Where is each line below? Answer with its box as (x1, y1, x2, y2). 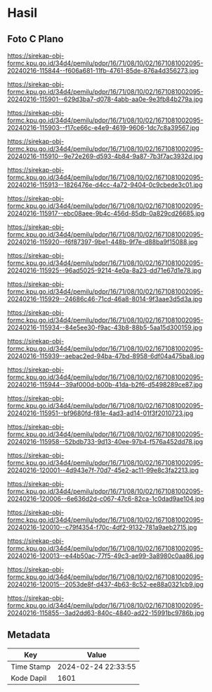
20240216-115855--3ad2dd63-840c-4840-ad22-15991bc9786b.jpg (7, 609, 205, 617)
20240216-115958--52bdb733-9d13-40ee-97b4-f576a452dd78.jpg (7, 438, 204, 445)
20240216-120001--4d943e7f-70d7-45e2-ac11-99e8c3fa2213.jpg (7, 466, 199, 474)
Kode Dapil (11, 673, 47, 683)
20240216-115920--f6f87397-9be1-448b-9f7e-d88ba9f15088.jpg (7, 237, 198, 246)
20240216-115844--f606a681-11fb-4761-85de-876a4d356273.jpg (7, 67, 199, 74)
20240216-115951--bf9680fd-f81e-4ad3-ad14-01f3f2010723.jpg (7, 409, 194, 417)
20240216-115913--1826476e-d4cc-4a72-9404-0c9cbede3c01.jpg (7, 181, 203, 189)
